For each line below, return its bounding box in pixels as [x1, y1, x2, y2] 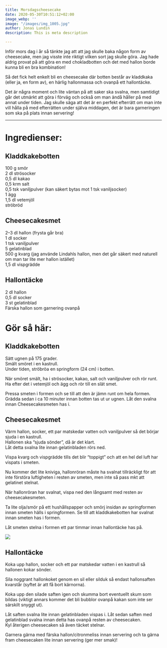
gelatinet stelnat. [5, 480, 40, 486]
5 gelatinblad [5, 245, 32, 251]
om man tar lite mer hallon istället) [5, 256, 75, 262]
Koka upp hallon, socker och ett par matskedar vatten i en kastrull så [5, 561, 146, 567]
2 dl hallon [5, 289, 26, 295]
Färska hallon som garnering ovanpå [5, 305, 81, 311]
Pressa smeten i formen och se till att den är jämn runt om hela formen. [5, 390, 151, 396]
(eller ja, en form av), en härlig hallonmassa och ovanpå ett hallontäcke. [5, 79, 152, 85]
